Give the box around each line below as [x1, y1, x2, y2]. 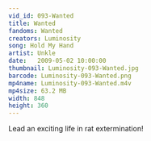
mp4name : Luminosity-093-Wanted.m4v [8, 79, 132, 87]
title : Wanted [8, 19, 57, 27]
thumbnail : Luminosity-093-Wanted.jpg [8, 64, 139, 73]
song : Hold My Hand [8, 42, 74, 50]
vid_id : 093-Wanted [8, 11, 74, 20]
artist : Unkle [8, 49, 57, 57]
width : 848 [8, 94, 45, 102]
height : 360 [8, 102, 48, 110]
